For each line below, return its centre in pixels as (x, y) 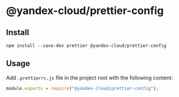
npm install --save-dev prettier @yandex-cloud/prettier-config (86, 46)
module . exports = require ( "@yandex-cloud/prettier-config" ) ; (82, 88)
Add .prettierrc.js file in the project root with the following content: (89, 78)
